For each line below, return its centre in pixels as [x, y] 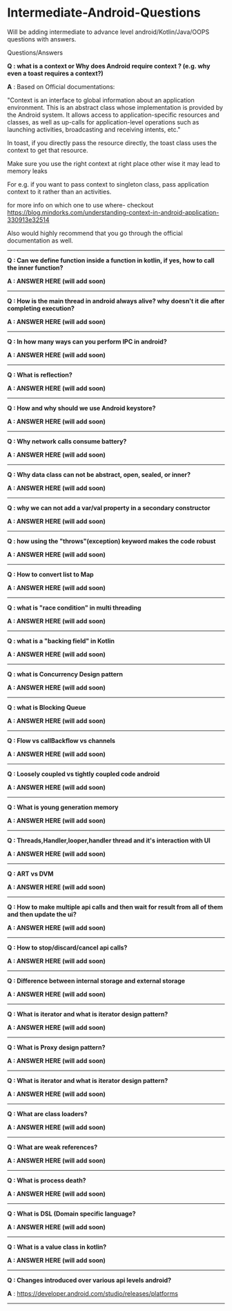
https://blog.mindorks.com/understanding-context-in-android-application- [113, 212]
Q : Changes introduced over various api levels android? [89, 1280]
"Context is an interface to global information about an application [101, 100]
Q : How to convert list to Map [51, 574]
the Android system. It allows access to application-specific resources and [113, 115]
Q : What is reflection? [40, 375]
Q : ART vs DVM [30, 874]
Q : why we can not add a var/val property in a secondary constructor [109, 508]
